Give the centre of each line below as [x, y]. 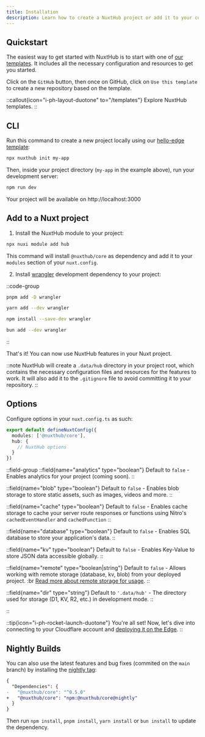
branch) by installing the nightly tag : [52, 669]
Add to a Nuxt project [48, 218]
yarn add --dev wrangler [38, 308]
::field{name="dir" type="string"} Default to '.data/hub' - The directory [96, 593]
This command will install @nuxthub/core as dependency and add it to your [99, 256]
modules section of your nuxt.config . [52, 262]
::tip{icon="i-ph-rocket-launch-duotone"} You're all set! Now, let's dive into [101, 623]
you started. [21, 70]
